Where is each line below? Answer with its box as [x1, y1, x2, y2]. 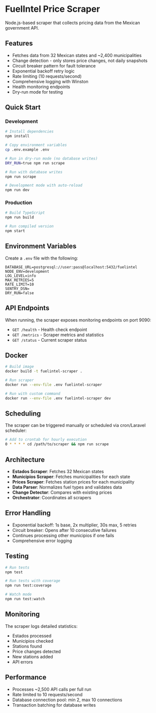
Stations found [12, 643, 42, 649]
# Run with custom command [5, 391, 61, 396]
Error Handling [5, 509, 51, 518]
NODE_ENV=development [5, 269, 50, 274]
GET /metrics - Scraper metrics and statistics [12, 331, 104, 338]
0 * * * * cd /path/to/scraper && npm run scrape [5, 442, 109, 447]
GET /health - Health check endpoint [12, 326, 88, 332]
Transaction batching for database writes [12, 702, 96, 708]
